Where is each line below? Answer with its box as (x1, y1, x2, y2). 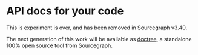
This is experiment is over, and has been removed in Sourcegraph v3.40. (6, 24, 188, 31)
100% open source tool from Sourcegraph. (6, 42, 113, 49)
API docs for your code (6, 4, 124, 18)
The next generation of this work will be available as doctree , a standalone (6, 35, 192, 42)
